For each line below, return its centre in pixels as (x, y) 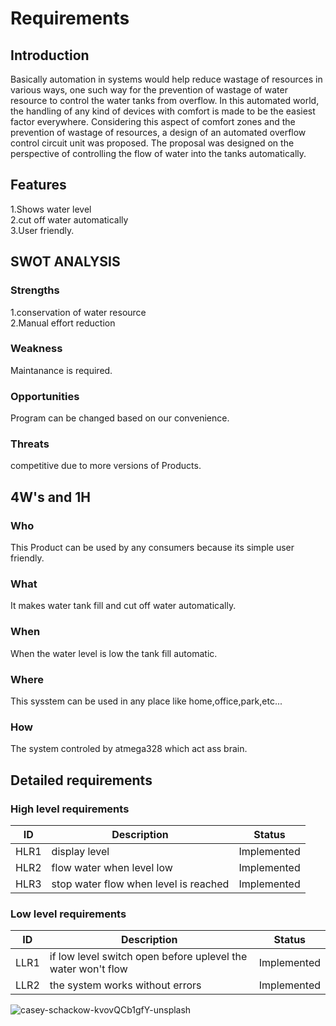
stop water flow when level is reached (140, 884)
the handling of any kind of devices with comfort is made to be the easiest (163, 111)
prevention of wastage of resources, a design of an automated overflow (158, 132)
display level (80, 851)
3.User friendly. (42, 230)
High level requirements (70, 809)
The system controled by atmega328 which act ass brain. (129, 749)
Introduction (50, 55)
